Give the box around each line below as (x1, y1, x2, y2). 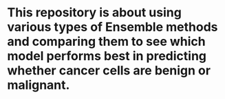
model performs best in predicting (7, 48, 207, 64)
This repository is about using (7, 5, 182, 20)
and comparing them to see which (7, 34, 206, 49)
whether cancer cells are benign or (7, 63, 211, 79)
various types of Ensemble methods (7, 19, 218, 35)
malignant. (7, 77, 70, 93)
